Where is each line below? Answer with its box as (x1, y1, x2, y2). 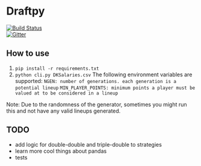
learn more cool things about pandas (14, 147, 107, 154)
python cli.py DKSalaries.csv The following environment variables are (14, 71, 193, 78)
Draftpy (6, 4, 45, 18)
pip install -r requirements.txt (14, 65, 100, 71)
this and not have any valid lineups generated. (6, 107, 121, 115)
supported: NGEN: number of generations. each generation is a (14, 77, 177, 84)
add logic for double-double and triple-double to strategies (14, 141, 162, 148)
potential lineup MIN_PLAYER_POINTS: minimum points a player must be (14, 85, 196, 91)
